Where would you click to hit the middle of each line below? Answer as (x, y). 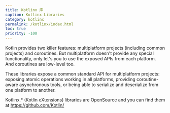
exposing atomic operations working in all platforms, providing (70, 79)
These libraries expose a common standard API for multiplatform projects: (82, 74)
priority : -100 (21, 33)
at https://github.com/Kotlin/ (35, 105)
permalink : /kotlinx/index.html (39, 24)
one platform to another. (30, 90)
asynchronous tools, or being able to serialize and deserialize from (89, 85)
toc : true (16, 29)
